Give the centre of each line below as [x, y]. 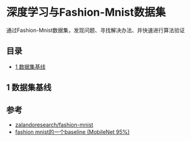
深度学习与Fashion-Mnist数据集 [86, 12]
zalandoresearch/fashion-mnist [54, 125]
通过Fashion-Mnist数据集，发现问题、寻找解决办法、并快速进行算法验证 [96, 30]
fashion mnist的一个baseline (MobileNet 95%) [72, 132]
